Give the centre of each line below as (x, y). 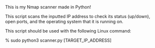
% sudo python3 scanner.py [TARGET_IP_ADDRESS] (58, 40)
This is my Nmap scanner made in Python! (48, 7)
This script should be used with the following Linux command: (68, 31)
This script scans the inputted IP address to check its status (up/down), (78, 16)
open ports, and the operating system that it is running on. (64, 22)
